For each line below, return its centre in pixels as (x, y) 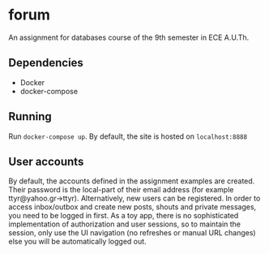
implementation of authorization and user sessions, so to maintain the (125, 224)
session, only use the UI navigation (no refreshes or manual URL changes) (132, 233)
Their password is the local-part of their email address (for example (121, 190)
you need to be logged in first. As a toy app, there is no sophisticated (124, 216)
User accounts (46, 161)
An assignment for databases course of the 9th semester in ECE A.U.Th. (129, 37)
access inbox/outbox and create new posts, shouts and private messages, (132, 207)
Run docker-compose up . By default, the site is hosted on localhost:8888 (128, 136)
